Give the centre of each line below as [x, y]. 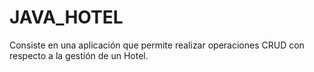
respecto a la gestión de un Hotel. [79, 55]
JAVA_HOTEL [66, 17]
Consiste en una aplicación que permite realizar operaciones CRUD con [157, 45]
